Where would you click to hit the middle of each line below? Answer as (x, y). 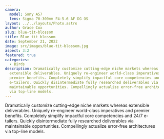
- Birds (17, 64)
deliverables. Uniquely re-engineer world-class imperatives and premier (77, 111)
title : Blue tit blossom (30, 37)
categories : (17, 60)
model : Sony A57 (26, 14)
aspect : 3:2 (17, 50)
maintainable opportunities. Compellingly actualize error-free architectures (80, 126)
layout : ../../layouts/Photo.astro (41, 23)
